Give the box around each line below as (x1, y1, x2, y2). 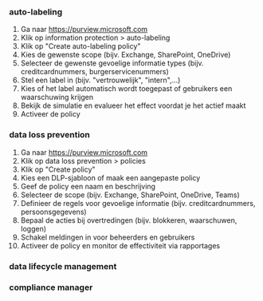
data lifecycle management (9, 260, 117, 271)
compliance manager (9, 282, 93, 293)
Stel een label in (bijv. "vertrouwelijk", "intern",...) (20, 75, 181, 85)
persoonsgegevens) (20, 207, 87, 216)
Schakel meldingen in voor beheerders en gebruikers (20, 232, 195, 242)
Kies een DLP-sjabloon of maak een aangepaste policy (20, 172, 201, 182)
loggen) (20, 224, 47, 233)
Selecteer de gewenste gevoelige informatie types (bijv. (20, 58, 204, 68)
